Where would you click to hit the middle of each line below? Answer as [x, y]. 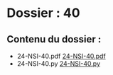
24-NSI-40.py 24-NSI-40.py [59, 64]
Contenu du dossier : [54, 39]
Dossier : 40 [43, 13]
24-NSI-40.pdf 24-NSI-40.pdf [61, 56]
